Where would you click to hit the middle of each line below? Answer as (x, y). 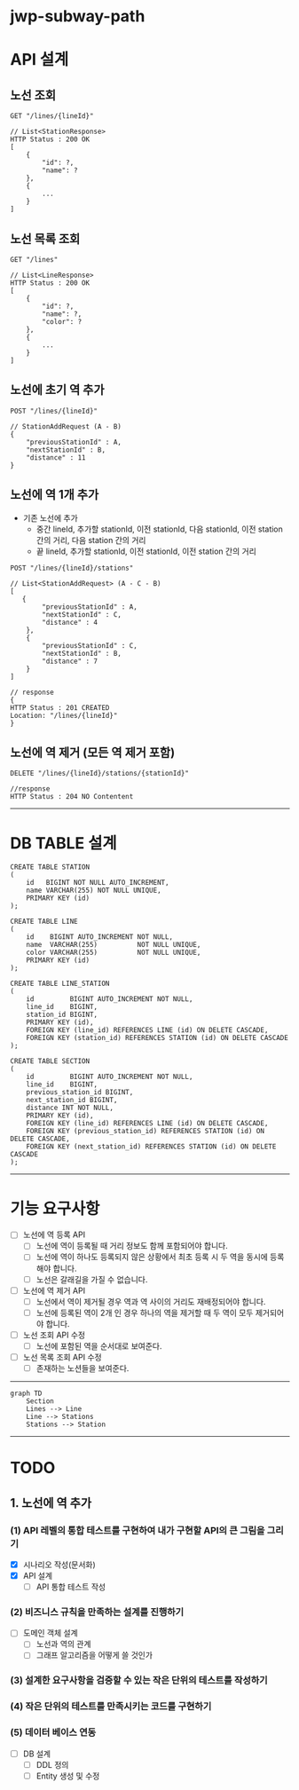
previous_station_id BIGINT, (80, 1092)
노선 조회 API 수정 (54, 1335)
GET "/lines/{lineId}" (52, 116)
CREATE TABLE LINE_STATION (60, 984)
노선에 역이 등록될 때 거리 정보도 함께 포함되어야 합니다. (132, 1246)
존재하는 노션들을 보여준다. (83, 1368)
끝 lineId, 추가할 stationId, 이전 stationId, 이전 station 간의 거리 (146, 551)
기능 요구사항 (55, 1208)
